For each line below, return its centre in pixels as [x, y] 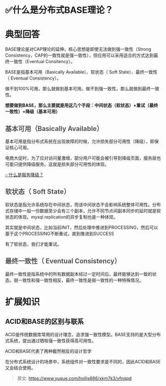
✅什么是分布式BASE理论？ [59, 10]
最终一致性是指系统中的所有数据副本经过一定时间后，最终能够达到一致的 [79, 274]
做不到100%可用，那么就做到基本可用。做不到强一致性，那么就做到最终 [78, 89]
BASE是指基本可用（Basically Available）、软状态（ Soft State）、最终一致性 [81, 72]
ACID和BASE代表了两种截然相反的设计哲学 [48, 351]
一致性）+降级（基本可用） [33, 112]
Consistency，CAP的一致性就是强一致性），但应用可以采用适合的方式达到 [80, 55]
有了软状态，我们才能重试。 [33, 244]
